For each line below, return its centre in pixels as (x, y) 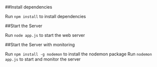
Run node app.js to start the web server (45, 35)
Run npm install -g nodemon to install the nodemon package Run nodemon (78, 54)
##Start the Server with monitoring (40, 45)
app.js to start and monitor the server (43, 59)
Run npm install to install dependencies (46, 16)
